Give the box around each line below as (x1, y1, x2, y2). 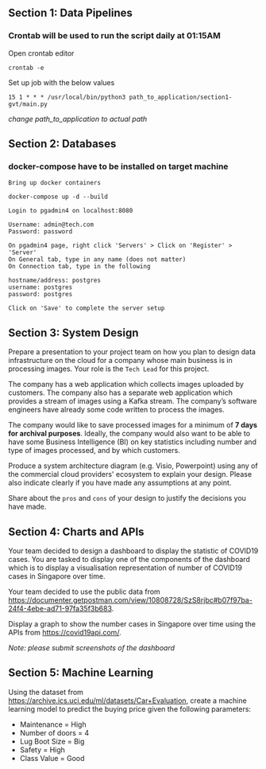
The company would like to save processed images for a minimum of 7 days (8, 420, 258, 430)
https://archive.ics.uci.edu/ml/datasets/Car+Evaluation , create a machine (8, 696, 248, 705)
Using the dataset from (8, 687, 83, 697)
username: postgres (8, 283, 73, 291)
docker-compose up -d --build (8, 193, 109, 201)
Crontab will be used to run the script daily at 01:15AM (8, 30, 221, 41)
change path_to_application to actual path (8, 114, 148, 123)
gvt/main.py (8, 100, 48, 108)
